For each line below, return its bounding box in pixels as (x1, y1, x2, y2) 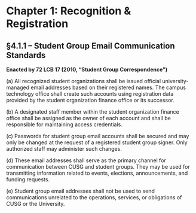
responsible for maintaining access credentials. (6, 121, 122, 128)
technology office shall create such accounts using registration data (6, 90, 174, 97)
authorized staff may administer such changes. (6, 145, 122, 152)
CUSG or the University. (6, 200, 65, 207)
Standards (6, 50, 46, 60)
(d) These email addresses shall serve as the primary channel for (6, 157, 166, 164)
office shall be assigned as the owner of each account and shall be (6, 115, 171, 121)
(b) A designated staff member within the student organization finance (6, 108, 179, 115)
